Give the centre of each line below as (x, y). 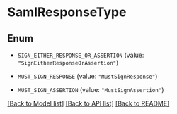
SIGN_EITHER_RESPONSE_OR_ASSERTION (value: (81, 55)
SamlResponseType (67, 12)
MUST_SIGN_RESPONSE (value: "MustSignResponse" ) (87, 76)
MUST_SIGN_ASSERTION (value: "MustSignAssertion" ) (91, 90)
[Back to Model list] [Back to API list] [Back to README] (88, 103)
